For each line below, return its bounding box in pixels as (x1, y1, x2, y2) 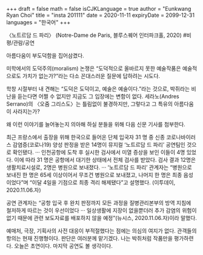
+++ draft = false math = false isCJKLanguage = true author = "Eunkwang (6, 5, 191, 12)
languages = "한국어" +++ (6, 19, 71, 26)
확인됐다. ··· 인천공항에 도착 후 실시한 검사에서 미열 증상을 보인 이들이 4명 (12, 149, 185, 156)
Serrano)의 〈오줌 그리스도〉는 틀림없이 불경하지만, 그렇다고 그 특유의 (6, 100, 173, 108)
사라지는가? (12, 108, 41, 115)
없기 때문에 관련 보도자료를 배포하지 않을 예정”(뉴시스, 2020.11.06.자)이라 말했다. (6, 215, 197, 221)
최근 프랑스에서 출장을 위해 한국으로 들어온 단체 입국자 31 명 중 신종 (6, 134, 165, 141)
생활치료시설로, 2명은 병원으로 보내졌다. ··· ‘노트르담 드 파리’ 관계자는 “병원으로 (6, 164, 192, 171)
